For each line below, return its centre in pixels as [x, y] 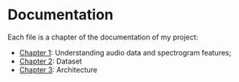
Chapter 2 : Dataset [50, 61]
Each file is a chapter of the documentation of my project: [103, 37]
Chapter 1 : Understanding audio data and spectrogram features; [125, 52]
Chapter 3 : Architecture [58, 69]
